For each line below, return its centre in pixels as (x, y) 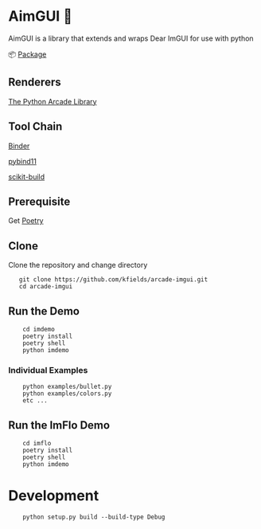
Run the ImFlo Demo (59, 425)
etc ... (35, 401)
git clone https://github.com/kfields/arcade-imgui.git (113, 280)
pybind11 (23, 161)
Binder (19, 146)
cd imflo (37, 444)
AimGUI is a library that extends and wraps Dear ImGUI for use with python (131, 38)
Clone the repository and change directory (78, 265)
